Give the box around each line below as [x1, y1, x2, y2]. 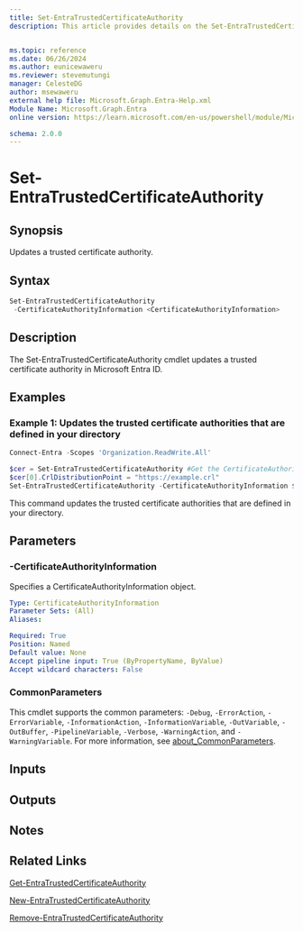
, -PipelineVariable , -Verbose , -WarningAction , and [45, 726, 236, 736]
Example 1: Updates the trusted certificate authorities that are [9, 416, 286, 429]
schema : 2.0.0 [9, 129, 63, 138]
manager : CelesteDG [9, 79, 83, 88]
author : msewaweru [9, 87, 78, 96]
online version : [9, 113, 70, 122]
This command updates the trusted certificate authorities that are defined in [9, 498, 291, 508]
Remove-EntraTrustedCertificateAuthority [9, 912, 164, 923]
